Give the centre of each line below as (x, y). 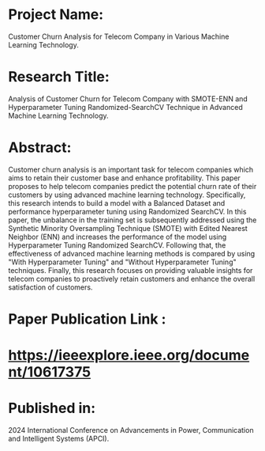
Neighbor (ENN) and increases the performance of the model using (118, 237)
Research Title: (59, 77)
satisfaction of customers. (50, 287)
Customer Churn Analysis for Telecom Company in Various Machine (119, 36)
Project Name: (56, 15)
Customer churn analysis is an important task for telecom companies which (131, 169)
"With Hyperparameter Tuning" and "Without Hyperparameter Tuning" (122, 262)
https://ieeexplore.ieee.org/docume (129, 356)
